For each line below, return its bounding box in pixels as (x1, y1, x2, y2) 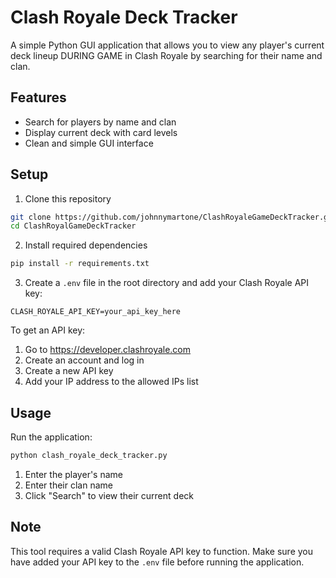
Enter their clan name (24, 479, 113, 491)
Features (10, 89, 67, 106)
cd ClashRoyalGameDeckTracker (10, 221, 137, 231)
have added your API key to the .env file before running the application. (10, 556, 305, 568)
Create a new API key (24, 365, 114, 377)
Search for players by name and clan (24, 116, 177, 128)
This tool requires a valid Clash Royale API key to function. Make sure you (10, 545, 313, 557)
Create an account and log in (24, 354, 145, 366)
